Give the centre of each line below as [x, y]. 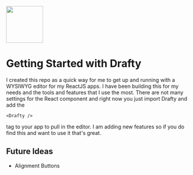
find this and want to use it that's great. [54, 133]
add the [15, 105]
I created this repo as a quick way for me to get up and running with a [91, 80]
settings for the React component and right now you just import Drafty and [97, 98]
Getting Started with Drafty [74, 64]
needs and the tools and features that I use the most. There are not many [95, 92]
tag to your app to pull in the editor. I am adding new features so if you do [95, 127]
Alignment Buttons [37, 166]
